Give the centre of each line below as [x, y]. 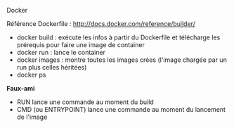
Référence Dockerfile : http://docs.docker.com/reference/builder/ [101, 24]
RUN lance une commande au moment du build [85, 102]
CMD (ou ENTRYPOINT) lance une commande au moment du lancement [121, 109]
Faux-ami [21, 88]
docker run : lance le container [61, 52]
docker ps [31, 75]
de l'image [32, 117]
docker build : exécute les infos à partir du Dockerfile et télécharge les [118, 37]
